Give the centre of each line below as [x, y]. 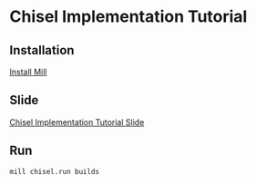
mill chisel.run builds [55, 171]
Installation [42, 50]
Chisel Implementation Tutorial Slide [77, 122]
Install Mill [28, 72]
